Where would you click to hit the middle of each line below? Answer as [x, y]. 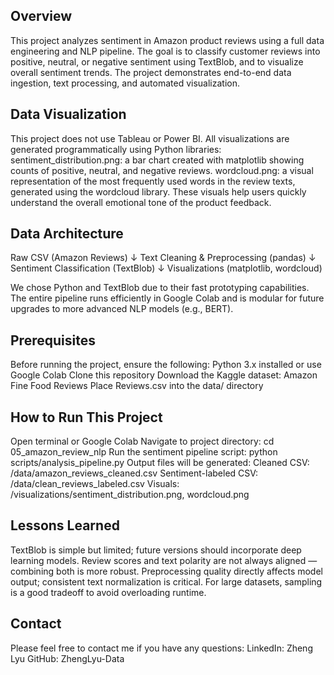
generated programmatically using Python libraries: [116, 149]
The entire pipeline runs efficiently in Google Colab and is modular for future [167, 298]
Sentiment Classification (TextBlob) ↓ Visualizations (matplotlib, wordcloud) [166, 268]
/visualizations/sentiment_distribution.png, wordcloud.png [130, 495]
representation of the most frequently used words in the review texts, [153, 181]
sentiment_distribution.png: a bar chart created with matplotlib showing [157, 160]
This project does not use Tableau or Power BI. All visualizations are [150, 138]
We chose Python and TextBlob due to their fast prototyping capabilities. [160, 288]
